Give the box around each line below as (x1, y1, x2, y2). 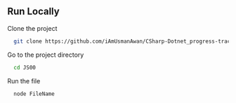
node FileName (13, 90, 55, 97)
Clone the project (7, 24, 58, 32)
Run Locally (7, 6, 60, 18)
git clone (13, 38, 42, 45)
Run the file (7, 76, 41, 85)
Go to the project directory (7, 50, 84, 59)
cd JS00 (13, 64, 37, 71)
